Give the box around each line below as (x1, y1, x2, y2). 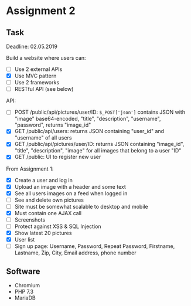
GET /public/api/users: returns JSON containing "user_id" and (14, 128, 165, 135)
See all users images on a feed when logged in (14, 189, 128, 197)
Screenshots (14, 216, 46, 223)
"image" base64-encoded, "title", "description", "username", (14, 115, 161, 123)
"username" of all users (14, 134, 72, 141)
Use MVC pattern (14, 72, 57, 80)
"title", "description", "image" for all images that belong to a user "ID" (14, 147, 182, 154)
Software (6, 266, 40, 276)
